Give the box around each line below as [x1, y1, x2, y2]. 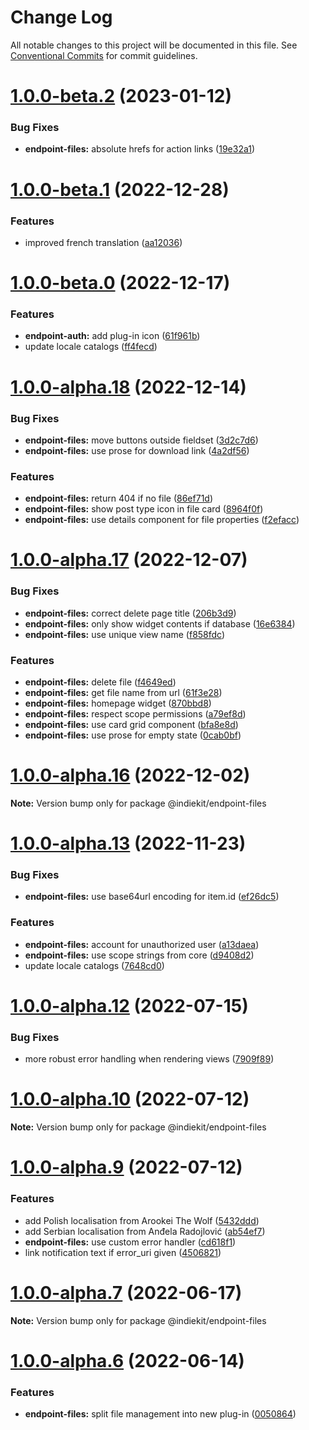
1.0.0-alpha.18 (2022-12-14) [10, 376, 247, 398]
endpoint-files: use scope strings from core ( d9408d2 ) [24, 949, 255, 961]
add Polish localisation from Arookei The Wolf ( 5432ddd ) [24, 1214, 260, 1226]
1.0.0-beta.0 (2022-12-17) [10, 272, 231, 295]
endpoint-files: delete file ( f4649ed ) [24, 676, 177, 688]
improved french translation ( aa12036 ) [24, 236, 183, 248]
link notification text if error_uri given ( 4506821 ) [24, 1246, 222, 1258]
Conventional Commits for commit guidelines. [10, 49, 198, 61]
